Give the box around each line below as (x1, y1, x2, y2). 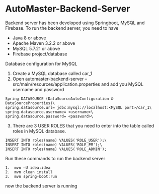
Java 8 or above (12, 35, 46, 41)
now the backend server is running (5, 182, 77, 189)
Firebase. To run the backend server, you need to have (5, 25, 119, 31)
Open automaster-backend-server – (12, 76, 88, 82)
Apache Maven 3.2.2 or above (12, 40, 75, 46)
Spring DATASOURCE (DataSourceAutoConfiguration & (5, 96, 114, 101)
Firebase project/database (12, 51, 67, 57)
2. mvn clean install (5, 169, 53, 174)
